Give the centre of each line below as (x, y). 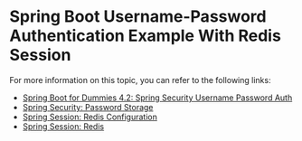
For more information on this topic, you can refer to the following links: (140, 80)
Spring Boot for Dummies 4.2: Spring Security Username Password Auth (157, 98)
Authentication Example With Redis (146, 36)
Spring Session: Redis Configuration (90, 117)
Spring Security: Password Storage (88, 107)
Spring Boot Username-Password (138, 17)
